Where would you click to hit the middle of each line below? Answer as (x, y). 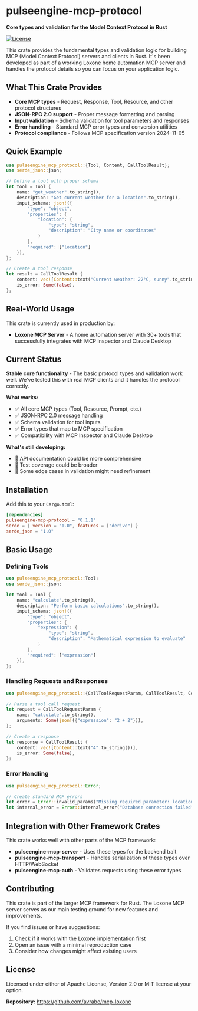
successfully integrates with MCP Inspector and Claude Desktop (93, 341)
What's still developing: (36, 447)
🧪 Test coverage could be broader (56, 465)
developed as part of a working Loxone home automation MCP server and (96, 63)
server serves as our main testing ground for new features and (82, 909)
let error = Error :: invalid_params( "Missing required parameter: (88, 802)
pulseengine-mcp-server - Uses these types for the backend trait (95, 851)
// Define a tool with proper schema (52, 181)
